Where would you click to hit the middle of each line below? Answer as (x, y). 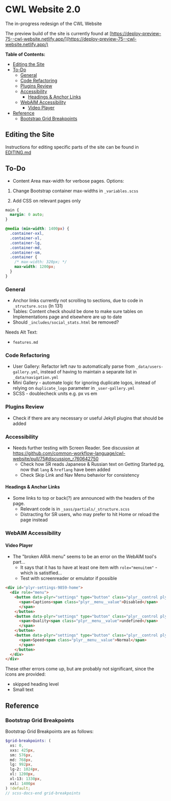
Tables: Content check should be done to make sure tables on (78, 311)
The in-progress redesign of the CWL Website (54, 24)
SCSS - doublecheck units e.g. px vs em (55, 394)
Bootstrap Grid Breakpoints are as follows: (50, 731)
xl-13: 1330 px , (26, 779)
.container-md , (26, 248)
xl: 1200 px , (23, 774)
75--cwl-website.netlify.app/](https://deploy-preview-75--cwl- (71, 39)
